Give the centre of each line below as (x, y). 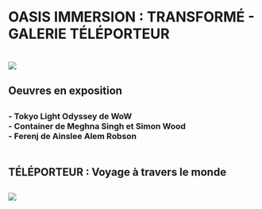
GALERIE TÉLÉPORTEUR (89, 34)
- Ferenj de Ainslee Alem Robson (73, 137)
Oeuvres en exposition (65, 90)
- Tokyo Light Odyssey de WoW (70, 117)
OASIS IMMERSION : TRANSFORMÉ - (132, 17)
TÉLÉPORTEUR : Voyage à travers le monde (118, 172)
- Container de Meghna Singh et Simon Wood (97, 126)
